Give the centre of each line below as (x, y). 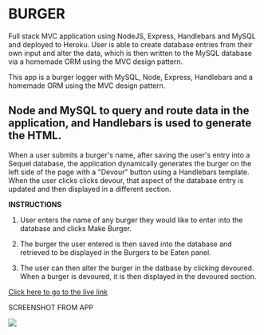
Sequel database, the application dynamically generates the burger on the (130, 163)
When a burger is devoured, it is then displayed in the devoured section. (138, 276)
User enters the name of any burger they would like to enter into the (131, 220)
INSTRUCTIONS (35, 204)
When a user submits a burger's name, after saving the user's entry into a (129, 155)
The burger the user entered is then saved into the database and (126, 244)
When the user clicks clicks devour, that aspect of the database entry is (126, 180)
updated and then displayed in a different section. (90, 189)
